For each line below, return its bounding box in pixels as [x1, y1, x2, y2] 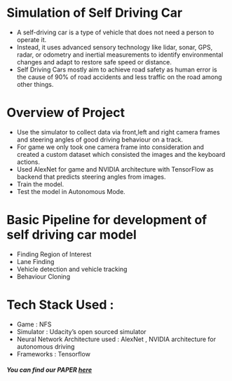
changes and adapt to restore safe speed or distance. [16, 57, 172, 66]
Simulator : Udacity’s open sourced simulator [16, 327, 146, 335]
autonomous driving [16, 342, 75, 351]
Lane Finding [16, 257, 55, 265]
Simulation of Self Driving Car [6, 5, 183, 21]
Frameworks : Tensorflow [16, 349, 90, 358]
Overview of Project [6, 105, 125, 120]
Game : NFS [16, 320, 52, 328]
